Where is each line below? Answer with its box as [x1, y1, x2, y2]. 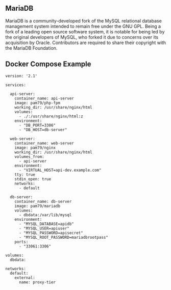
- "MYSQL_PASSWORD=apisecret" [18, 230, 83, 235]
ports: [14, 239, 29, 244]
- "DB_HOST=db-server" [18, 127, 67, 132]
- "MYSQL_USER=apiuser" [18, 225, 70, 231]
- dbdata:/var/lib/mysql [18, 212, 72, 217]
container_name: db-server [14, 199, 72, 204]
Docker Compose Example [5, 60, 91, 69]
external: [14, 275, 36, 280]
